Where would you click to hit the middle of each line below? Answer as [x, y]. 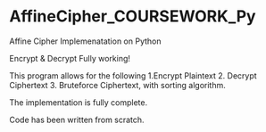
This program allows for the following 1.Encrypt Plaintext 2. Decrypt [133, 75]
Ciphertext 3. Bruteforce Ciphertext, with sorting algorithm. [117, 85]
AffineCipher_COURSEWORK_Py [133, 16]
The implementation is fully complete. [79, 102]
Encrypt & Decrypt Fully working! [70, 58]
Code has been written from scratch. [77, 120]
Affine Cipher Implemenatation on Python [86, 41]
